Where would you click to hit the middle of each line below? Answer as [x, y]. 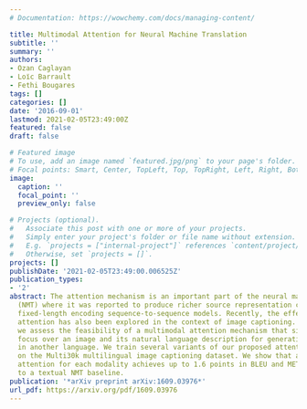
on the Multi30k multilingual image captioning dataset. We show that [155, 356]
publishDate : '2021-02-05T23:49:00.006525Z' [95, 271]
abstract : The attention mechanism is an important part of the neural [148, 297]
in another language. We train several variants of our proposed [145, 348]
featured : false [40, 128]
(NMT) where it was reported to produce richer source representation [155, 305]
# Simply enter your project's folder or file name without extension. [153, 237]
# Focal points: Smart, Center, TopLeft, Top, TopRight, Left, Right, [147, 170]
